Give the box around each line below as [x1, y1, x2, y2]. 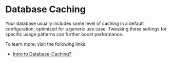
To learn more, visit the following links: [5, 41, 87, 47]
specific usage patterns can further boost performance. [5, 31, 124, 37]
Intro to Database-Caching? [12, 51, 72, 57]
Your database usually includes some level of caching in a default [5, 20, 144, 26]
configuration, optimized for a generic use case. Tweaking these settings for [5, 25, 167, 32]
